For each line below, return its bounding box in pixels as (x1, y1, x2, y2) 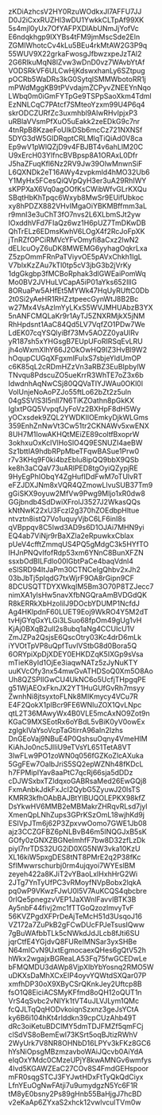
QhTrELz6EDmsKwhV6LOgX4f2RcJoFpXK (8, 227, 145, 236)
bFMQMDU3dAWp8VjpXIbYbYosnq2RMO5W (8, 962, 154, 972)
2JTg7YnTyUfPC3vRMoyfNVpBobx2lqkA (8, 878, 141, 887)
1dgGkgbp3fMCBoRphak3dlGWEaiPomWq (8, 269, 147, 278)
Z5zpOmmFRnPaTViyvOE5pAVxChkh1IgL (8, 252, 143, 261)
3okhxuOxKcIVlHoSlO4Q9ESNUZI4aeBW (8, 438, 143, 447)
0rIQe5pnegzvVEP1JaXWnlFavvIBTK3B (8, 895, 137, 904)
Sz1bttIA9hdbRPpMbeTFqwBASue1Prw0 (8, 446, 140, 456)
